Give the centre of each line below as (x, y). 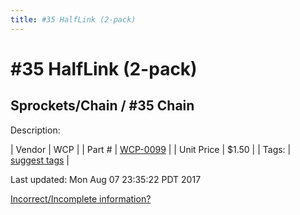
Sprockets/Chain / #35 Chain (102, 106)
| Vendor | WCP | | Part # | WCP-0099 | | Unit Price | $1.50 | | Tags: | (151, 149)
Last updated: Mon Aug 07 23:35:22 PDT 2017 (106, 179)
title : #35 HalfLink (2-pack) (73, 19)
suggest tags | (40, 160)
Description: (35, 130)
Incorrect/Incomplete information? (81, 198)
